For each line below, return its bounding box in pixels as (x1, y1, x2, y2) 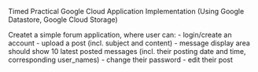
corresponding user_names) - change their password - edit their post (8, 55, 234, 64)
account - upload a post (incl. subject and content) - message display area (8, 38, 250, 48)
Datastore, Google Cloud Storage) (8, 15, 118, 24)
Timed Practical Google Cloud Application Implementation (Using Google (8, 7, 245, 16)
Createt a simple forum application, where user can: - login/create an (8, 31, 232, 39)
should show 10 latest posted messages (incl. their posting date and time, (8, 47, 246, 56)
